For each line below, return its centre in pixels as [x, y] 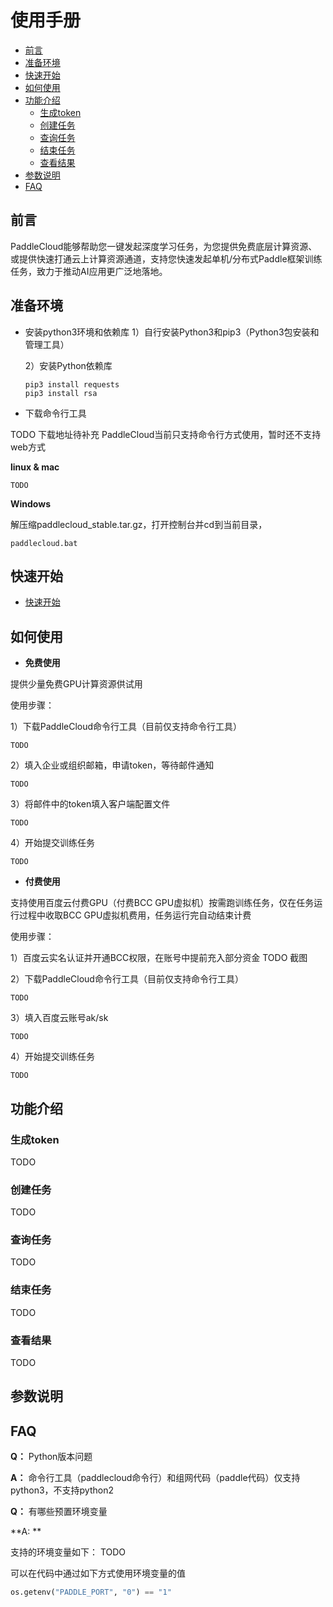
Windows [30, 503]
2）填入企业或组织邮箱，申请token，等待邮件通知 [112, 765]
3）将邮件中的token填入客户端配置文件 [90, 804]
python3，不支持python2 [62, 1490]
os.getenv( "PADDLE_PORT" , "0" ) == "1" [91, 1592]
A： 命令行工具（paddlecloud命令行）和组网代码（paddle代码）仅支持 [155, 1478]
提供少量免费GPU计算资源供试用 [76, 684]
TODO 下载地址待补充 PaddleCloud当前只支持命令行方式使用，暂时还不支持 [166, 434]
